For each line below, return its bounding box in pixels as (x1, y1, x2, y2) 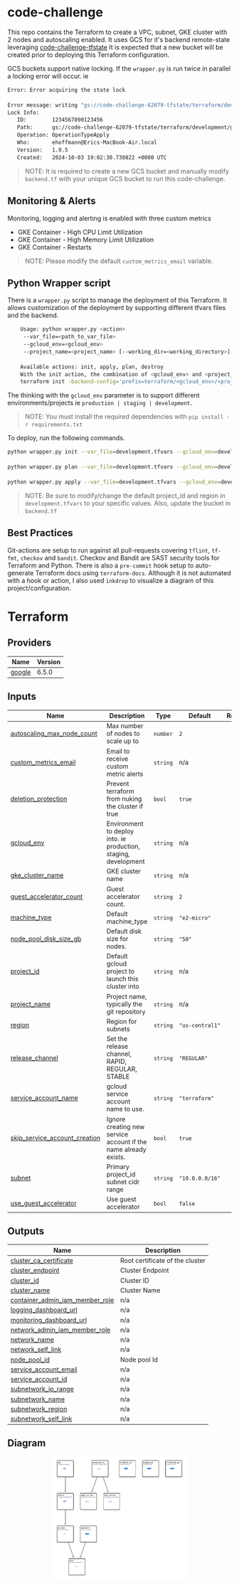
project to (106, 967, 135, 976)
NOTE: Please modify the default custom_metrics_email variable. (24, 257, 213, 265)
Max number (106, 722, 144, 730)
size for (106, 934, 129, 943)
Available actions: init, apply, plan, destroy (20, 363, 164, 370)
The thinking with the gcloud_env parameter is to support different (7, 391, 201, 400)
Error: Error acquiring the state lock (7, 86, 126, 93)
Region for (106, 1017, 137, 1025)
